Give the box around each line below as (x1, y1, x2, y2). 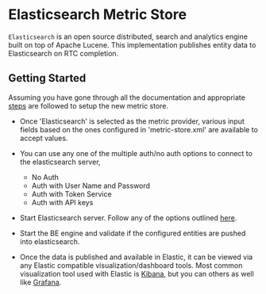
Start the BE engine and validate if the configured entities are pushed (19, 228, 246, 238)
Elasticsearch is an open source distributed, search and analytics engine (8, 32, 249, 41)
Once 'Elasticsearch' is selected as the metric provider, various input (19, 116, 245, 126)
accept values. (19, 133, 68, 143)
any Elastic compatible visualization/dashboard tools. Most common (19, 260, 243, 270)
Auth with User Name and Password (31, 181, 151, 190)
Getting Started (8, 71, 87, 85)
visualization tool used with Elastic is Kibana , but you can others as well (19, 269, 254, 278)
